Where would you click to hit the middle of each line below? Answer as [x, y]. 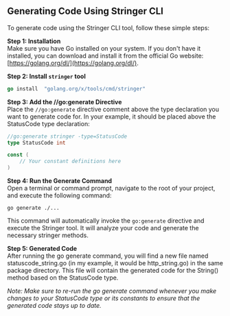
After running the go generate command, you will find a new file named [108, 256]
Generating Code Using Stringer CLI [85, 11]
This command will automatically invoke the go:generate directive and [106, 221]
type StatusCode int [37, 143]
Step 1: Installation [34, 41]
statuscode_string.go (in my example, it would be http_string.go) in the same [115, 263]
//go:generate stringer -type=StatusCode [67, 136]
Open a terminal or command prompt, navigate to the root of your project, [111, 189]
